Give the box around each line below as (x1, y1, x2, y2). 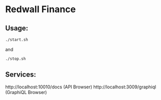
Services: (5, 70, 36, 79)
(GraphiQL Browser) (5, 89, 47, 95)
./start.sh (5, 37, 28, 42)
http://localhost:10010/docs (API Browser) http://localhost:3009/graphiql (5, 84, 156, 90)
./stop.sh (5, 56, 26, 61)
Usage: (5, 24, 29, 32)
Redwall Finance (5, 4, 76, 15)
